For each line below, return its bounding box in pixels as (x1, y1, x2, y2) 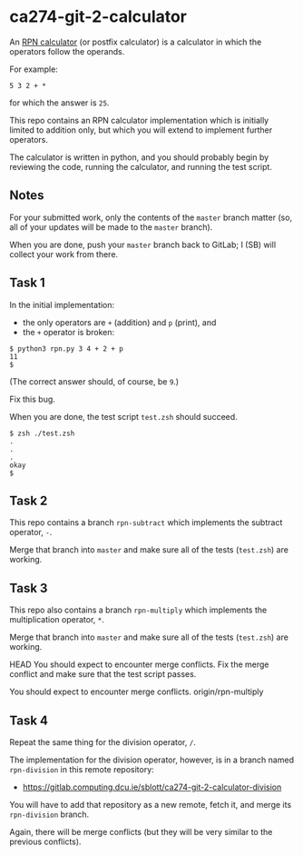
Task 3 (9, 580, 48, 596)
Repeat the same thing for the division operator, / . (9, 737, 197, 747)
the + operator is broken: (22, 326, 115, 337)
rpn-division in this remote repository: (9, 764, 154, 774)
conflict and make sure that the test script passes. (9, 669, 197, 680)
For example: (9, 64, 59, 75)
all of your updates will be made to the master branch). (9, 221, 213, 233)
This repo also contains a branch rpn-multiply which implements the (9, 604, 268, 615)
